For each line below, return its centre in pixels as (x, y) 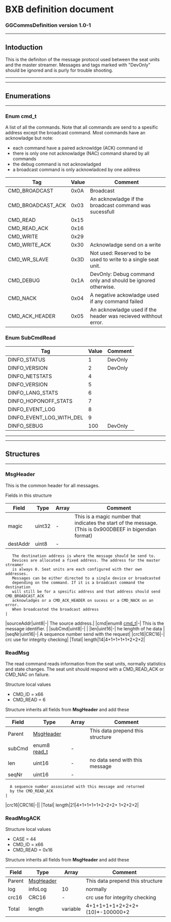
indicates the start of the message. (116, 523)
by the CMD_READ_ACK (32, 791)
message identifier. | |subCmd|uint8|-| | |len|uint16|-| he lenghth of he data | (85, 628)
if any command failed (117, 301)
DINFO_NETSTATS (30, 376)
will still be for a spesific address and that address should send (86, 592)
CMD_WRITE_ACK (29, 245)
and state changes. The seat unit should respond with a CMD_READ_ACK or (85, 669)
